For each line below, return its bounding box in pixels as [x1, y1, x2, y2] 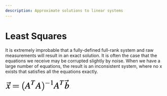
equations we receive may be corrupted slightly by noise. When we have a [5, 58, 160, 64]
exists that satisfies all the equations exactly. [5, 68, 99, 74]
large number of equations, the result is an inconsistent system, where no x [5, 63, 162, 69]
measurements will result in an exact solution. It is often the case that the [5, 52, 157, 58]
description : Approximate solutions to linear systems [5, 8, 123, 13]
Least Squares [5, 30, 67, 42]
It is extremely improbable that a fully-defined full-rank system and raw [5, 47, 154, 53]
